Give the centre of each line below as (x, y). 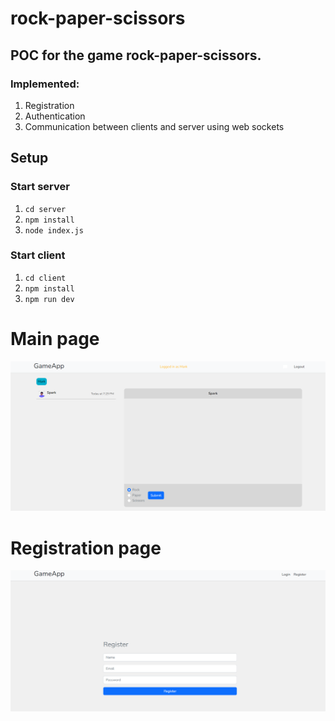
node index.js (54, 230)
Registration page (86, 548)
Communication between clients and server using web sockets (154, 126)
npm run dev (49, 299)
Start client (38, 255)
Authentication (55, 116)
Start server (40, 187)
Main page (55, 339)
